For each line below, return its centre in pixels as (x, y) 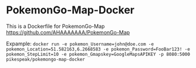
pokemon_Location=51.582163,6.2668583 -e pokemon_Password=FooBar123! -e (98, 49)
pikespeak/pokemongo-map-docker (45, 59)
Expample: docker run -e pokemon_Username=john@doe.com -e (80, 44)
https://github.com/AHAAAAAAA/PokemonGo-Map (68, 32)
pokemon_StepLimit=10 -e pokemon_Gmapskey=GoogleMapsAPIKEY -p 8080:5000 (98, 54)
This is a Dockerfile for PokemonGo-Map (55, 26)
